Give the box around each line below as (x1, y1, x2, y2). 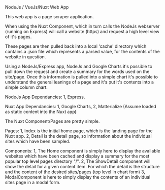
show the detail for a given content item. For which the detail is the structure (5, 164, 160, 169)
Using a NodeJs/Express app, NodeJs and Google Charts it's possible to (5, 64, 153, 69)
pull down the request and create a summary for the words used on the (5, 69, 150, 75)
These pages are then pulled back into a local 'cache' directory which (5, 43, 147, 49)
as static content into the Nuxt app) (5, 109, 77, 114)
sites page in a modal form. (5, 180, 61, 185)
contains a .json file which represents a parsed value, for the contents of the (5, 49, 160, 54)
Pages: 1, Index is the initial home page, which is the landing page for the (5, 128, 153, 134)
